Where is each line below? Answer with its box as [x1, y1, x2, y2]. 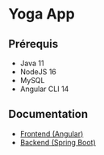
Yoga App [8, 5, 75, 23]
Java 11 [19, 58, 44, 68]
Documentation [8, 107, 89, 121]
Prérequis [8, 37, 59, 51]
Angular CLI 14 [19, 84, 69, 94]
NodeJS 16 [19, 67, 56, 77]
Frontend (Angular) [19, 128, 84, 138]
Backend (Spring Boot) [19, 137, 97, 147]
